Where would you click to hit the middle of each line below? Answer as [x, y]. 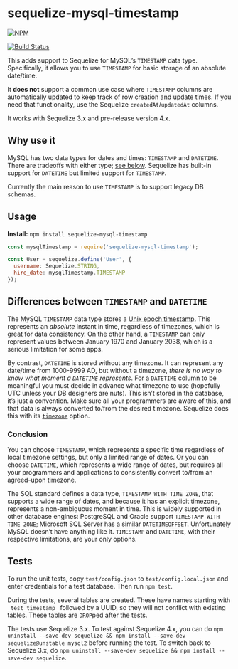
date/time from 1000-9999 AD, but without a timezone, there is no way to [114, 370]
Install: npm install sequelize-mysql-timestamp [77, 233]
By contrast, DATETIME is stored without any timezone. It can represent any [115, 363]
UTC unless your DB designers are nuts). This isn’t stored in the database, [116, 393]
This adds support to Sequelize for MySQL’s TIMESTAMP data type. [102, 60]
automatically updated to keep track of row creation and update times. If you [119, 97]
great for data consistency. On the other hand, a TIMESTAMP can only [106, 334]
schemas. [22, 194]
